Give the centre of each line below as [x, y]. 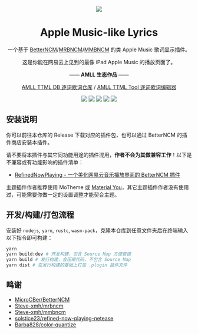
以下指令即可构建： [29, 237]
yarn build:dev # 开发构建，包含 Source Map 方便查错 [69, 254]
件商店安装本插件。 [29, 142]
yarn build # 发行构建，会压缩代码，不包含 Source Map [69, 260]
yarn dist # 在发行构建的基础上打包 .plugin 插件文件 [67, 265]
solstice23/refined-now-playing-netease [64, 318]
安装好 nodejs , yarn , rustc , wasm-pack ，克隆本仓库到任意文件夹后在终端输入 [97, 230]
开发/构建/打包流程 [40, 215]
